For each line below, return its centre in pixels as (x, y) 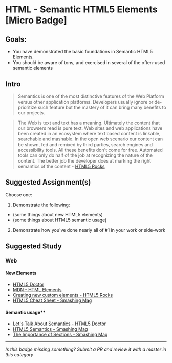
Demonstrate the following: (41, 205)
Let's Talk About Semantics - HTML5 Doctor (59, 324)
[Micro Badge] (36, 20)
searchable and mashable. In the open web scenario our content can (90, 139)
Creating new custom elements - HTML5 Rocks (63, 295)
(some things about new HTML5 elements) (58, 214)
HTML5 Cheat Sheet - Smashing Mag (52, 300)
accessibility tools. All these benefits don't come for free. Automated (90, 150)
